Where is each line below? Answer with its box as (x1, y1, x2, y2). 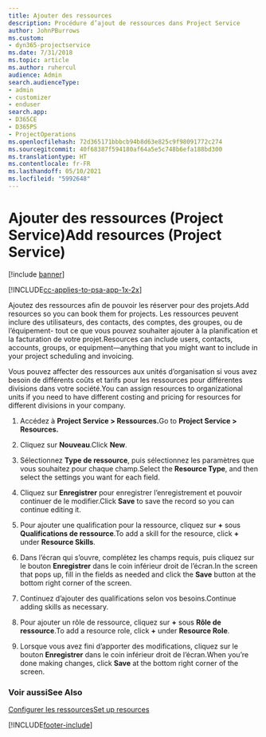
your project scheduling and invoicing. (8, 351, 134, 361)
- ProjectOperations (8, 130, 77, 138)
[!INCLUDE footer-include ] (8, 720, 93, 730)
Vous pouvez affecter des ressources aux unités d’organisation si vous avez (8, 366, 257, 376)
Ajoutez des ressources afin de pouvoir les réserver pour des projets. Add (8, 300, 249, 309)
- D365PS (8, 123, 37, 131)
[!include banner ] (8, 269, 65, 279)
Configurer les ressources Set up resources (8, 705, 150, 715)
